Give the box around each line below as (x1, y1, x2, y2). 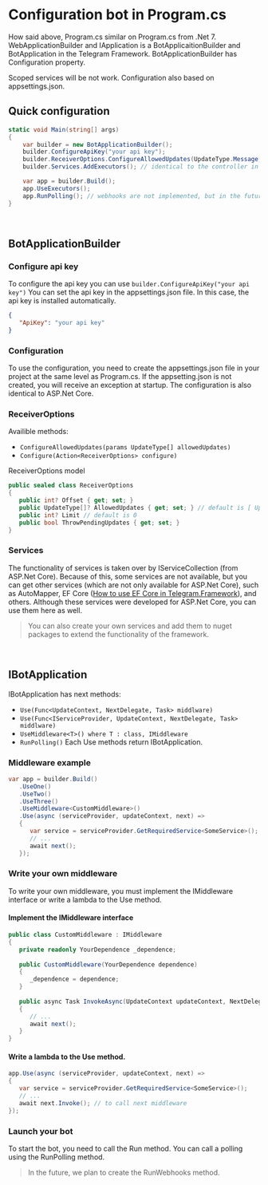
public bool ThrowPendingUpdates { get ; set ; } (18, 519, 180, 527)
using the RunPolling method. (8, 1151, 105, 1162)
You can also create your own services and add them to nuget (27, 621, 233, 630)
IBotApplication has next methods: (8, 689, 121, 699)
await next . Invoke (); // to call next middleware (18, 1099, 187, 1107)
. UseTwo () (18, 790, 52, 798)
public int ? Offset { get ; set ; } (18, 496, 134, 504)
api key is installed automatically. (8, 296, 116, 306)
